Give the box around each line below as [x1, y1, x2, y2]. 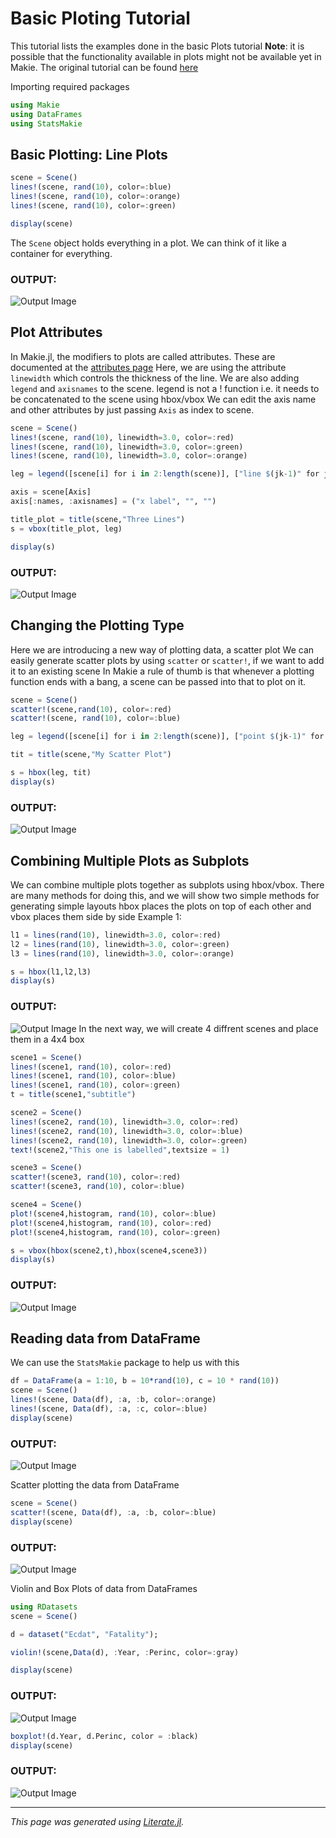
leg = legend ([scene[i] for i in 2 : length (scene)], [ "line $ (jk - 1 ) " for [10, 469, 320, 479]
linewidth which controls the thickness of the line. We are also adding [10, 372, 300, 384]
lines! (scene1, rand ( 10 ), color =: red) [10, 1062, 172, 1072]
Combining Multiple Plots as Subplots [10, 852, 250, 869]
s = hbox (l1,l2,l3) [10, 967, 92, 977]
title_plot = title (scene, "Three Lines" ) [10, 514, 186, 524]
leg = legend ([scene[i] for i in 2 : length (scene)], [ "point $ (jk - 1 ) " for [10, 732, 325, 742]
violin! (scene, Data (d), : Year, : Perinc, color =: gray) [10, 1647, 240, 1657]
